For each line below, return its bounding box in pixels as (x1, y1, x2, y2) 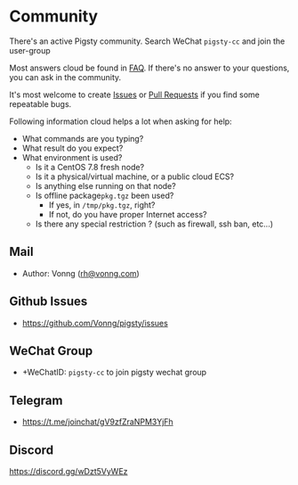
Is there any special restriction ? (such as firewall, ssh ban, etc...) (35, 218, 274, 229)
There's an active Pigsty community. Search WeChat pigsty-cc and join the (9, 36, 286, 46)
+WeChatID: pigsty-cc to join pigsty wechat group (21, 367, 207, 378)
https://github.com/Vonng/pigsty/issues (21, 317, 169, 328)
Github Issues (9, 294, 88, 309)
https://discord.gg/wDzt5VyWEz (9, 466, 128, 476)
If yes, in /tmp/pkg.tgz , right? (48, 199, 156, 210)
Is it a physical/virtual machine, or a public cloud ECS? (35, 171, 234, 182)
